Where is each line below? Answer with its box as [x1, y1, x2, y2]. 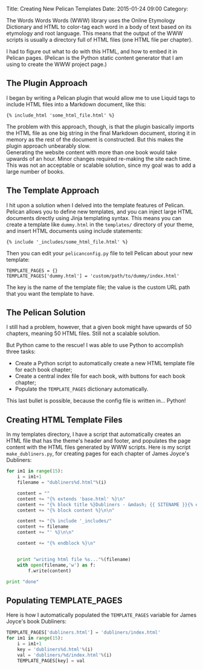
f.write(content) [28, 568, 71, 574]
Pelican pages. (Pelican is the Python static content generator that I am [6, 54, 183, 61]
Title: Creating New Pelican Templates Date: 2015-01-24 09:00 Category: [6, 5, 188, 12]
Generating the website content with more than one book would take [6, 148, 177, 156]
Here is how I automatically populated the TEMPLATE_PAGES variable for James [6, 611, 197, 619]
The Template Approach [6, 186, 100, 196]
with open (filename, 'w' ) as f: [17, 562, 96, 568]
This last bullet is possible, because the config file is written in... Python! [6, 397, 186, 405]
